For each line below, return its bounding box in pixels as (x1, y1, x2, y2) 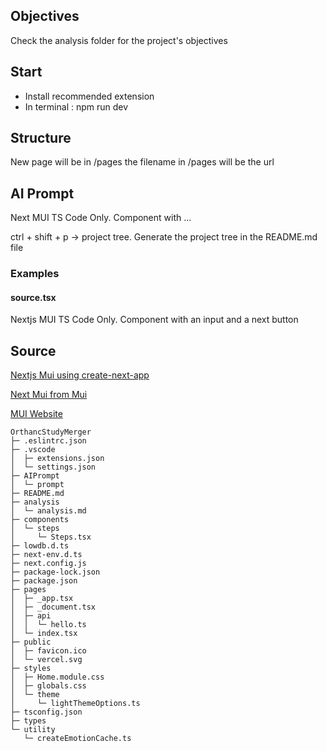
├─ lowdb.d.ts (10, 541, 70, 551)
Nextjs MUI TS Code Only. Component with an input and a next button (10, 314, 299, 326)
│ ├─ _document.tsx (10, 602, 97, 613)
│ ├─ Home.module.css (10, 672, 105, 683)
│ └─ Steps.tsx (10, 532, 92, 543)
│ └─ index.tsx (10, 629, 78, 639)
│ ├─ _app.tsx (10, 594, 74, 604)
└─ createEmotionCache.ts (23, 734, 132, 744)
